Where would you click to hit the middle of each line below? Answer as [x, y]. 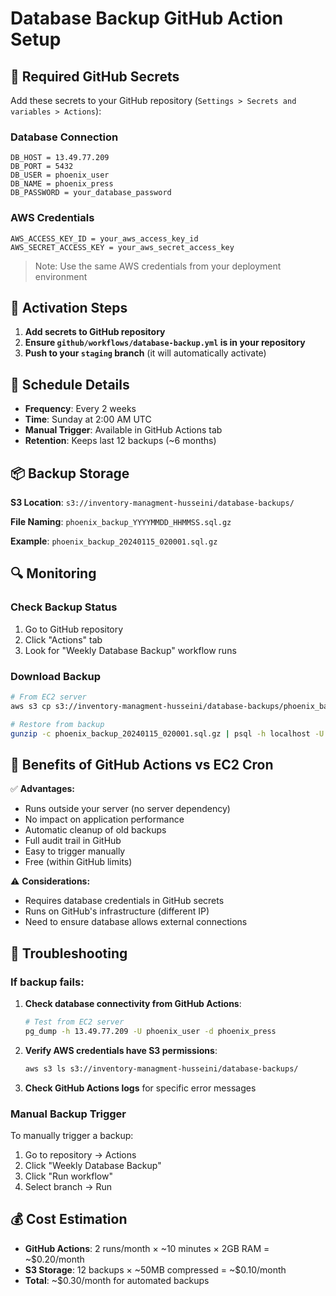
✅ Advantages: [43, 789]
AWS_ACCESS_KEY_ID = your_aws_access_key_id [104, 238]
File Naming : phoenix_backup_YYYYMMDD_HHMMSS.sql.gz [121, 522]
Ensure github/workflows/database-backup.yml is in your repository [165, 343]
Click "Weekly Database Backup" [93, 1165]
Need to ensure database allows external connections [136, 922]
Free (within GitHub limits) [78, 862]
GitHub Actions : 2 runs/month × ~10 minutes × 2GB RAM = [147, 1248]
